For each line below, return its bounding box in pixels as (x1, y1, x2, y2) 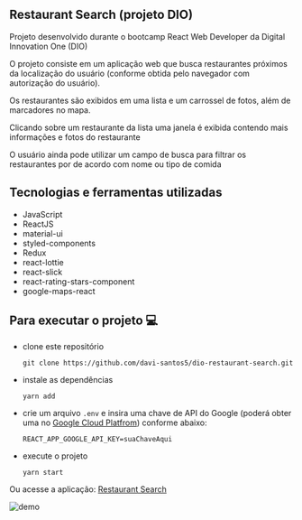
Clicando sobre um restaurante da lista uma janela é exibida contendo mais (9, 122, 288, 133)
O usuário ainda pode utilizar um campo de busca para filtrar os (9, 149, 246, 160)
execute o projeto (22, 450, 88, 461)
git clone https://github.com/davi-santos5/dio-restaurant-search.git (22, 358, 294, 368)
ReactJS (22, 218, 54, 229)
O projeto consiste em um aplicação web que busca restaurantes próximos (9, 58, 288, 69)
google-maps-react (22, 285, 96, 296)
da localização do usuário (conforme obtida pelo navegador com (9, 68, 251, 79)
